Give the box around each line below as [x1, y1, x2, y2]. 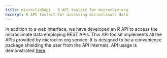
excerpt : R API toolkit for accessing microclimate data [5, 12, 128, 17]
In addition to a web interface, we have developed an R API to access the [5, 26, 158, 32]
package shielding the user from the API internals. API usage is [5, 42, 137, 48]
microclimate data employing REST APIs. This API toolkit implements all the [5, 31, 162, 37]
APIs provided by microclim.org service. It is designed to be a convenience [5, 36, 162, 43]
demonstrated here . [5, 47, 47, 53]
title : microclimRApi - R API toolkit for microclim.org [5, 7, 128, 13]
